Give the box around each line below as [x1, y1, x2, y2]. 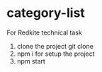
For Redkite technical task [6, 28, 82, 37]
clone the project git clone [16, 42, 93, 50]
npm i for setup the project [16, 49, 95, 58]
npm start [16, 56, 45, 65]
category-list [6, 5, 86, 21]
